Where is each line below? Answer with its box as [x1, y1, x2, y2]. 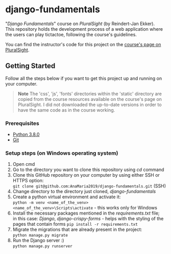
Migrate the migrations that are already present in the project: [12, 226, 142, 232]
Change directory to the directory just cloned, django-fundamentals [12, 188, 156, 195]
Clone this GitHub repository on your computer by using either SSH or [12, 172, 160, 178]
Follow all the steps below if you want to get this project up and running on [5, 75, 162, 81]
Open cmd [12, 161, 35, 167]
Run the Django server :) [12, 237, 64, 244]
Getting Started [5, 61, 56, 70]
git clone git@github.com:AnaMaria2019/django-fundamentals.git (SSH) [12, 183, 166, 189]
